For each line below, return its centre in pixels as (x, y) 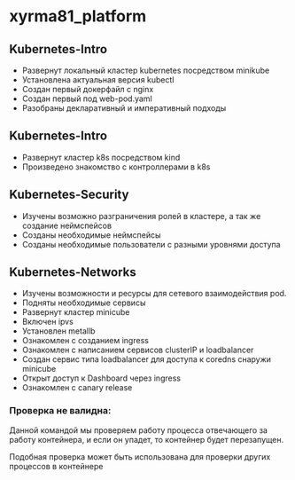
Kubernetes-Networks (73, 272)
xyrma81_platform (78, 16)
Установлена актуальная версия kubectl (98, 80)
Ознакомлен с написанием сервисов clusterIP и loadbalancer (138, 350)
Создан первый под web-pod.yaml (87, 98)
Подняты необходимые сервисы (84, 303)
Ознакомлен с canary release (77, 388)
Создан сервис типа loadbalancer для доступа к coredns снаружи (147, 359)
